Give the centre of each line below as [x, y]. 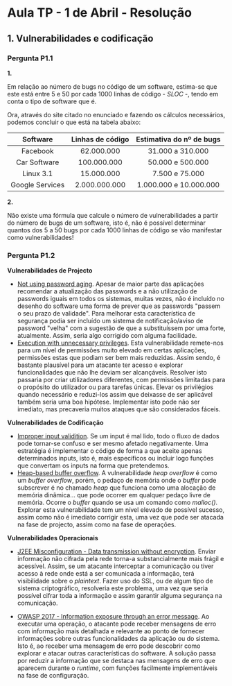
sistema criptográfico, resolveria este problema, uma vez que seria [113, 588]
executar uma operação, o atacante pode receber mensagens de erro [117, 624]
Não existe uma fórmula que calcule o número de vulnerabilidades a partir [113, 215]
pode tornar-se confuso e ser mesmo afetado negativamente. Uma [113, 444]
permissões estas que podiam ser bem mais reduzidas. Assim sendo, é [119, 358]
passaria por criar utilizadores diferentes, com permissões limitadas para [121, 380]
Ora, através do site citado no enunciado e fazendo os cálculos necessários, [116, 114]
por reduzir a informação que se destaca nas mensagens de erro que [116, 661]
